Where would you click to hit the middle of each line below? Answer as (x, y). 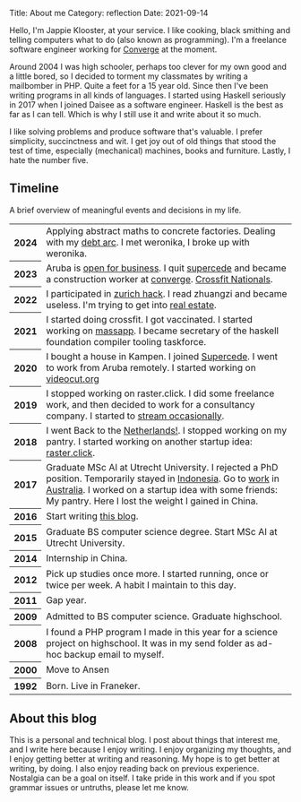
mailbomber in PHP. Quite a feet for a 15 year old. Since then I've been (139, 86)
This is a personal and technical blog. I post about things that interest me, (145, 740)
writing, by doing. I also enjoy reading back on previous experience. (134, 769)
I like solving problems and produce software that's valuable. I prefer (136, 132)
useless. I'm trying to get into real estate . (131, 305)
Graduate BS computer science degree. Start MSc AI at (162, 531)
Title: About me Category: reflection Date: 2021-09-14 (109, 13)
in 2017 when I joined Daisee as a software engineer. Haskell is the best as (146, 105)
